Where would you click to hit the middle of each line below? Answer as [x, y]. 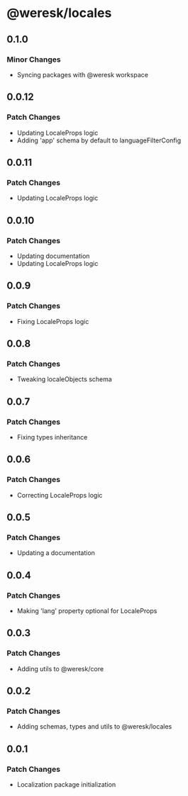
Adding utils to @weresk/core [60, 668]
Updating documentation [53, 256]
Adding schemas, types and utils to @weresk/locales [94, 727]
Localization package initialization [66, 785]
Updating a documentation [56, 553]
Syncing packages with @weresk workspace [82, 74]
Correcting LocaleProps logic [60, 495]
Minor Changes [34, 60]
